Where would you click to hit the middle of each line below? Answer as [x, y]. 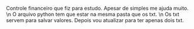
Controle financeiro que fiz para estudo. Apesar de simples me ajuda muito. [97, 8]
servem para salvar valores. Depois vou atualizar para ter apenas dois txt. [95, 20]
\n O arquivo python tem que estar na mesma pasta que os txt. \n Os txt [93, 14]
